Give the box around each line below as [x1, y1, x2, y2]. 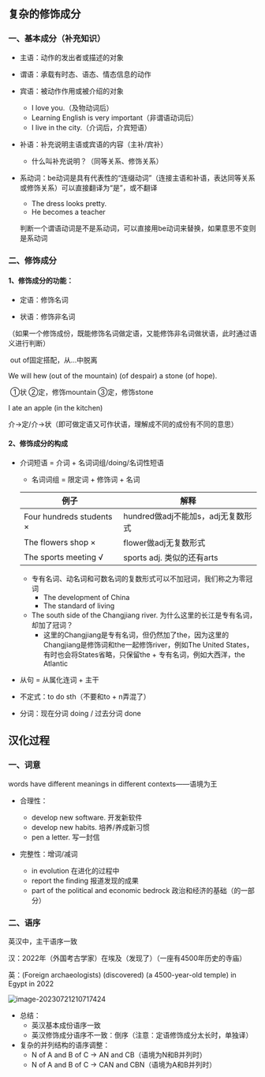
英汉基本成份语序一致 [31, 1021, 101, 1030]
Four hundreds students [23, 512, 113, 523]
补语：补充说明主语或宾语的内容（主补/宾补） [19, 139, 168, 148]
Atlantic [43, 659, 69, 669]
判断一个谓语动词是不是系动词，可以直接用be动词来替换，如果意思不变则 [19, 223, 256, 233]
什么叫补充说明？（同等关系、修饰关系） [31, 156, 163, 166]
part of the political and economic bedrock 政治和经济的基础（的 [31, 885, 241, 895]
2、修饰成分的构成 [8, 439, 69, 448]
